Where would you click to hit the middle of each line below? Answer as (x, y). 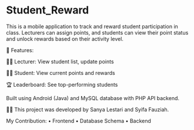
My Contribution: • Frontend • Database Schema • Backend (79, 121)
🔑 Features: (20, 50)
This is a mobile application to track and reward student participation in (92, 26)
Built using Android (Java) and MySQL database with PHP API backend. (93, 98)
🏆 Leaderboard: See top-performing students (62, 84)
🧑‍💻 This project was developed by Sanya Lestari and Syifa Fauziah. (88, 110)
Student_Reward (48, 10)
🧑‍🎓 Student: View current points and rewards (61, 73)
